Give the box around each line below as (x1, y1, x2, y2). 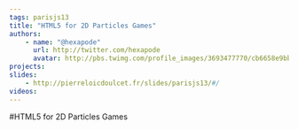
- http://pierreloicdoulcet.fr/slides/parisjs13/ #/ (25, 79, 220, 87)
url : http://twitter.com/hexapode (32, 46, 161, 55)
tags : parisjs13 (9, 12, 69, 22)
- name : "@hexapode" (25, 37, 101, 47)
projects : (9, 63, 46, 72)
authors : (9, 29, 42, 38)
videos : (9, 87, 38, 95)
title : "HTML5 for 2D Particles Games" (9, 21, 157, 30)
